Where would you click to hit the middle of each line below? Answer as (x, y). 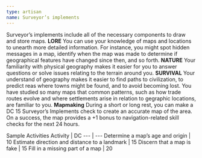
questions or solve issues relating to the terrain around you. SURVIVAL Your (100, 73)
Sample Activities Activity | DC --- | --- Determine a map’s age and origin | (99, 135)
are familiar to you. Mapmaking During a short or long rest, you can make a (100, 105)
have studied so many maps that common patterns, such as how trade (94, 92)
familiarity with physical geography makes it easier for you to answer (92, 66)
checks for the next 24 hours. (43, 124)
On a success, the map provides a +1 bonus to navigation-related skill (93, 117)
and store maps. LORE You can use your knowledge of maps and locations (99, 41)
